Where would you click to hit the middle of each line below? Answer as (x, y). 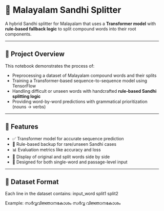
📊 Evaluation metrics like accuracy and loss (56, 150)
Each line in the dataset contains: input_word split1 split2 (62, 194)
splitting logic (26, 96)
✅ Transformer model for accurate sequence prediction (68, 138)
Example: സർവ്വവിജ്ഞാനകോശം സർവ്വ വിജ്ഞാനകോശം (63, 203)
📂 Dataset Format (32, 182)
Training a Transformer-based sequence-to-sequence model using (80, 80)
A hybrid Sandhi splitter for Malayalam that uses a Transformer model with (81, 24)
